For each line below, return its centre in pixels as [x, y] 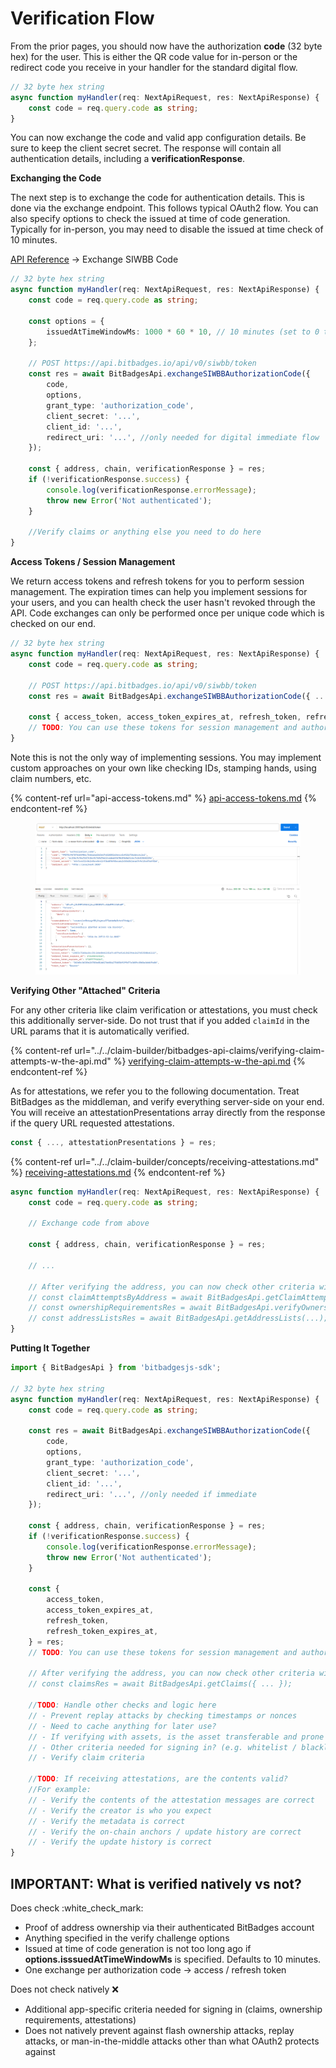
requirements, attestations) [80, 2020]
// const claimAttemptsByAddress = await [115, 1297]
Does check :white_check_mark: [77, 1908]
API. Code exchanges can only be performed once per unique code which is [167, 613]
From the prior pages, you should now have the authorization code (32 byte [166, 46]
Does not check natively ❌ [65, 1989]
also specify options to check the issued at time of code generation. [150, 219]
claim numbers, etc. [51, 778]
